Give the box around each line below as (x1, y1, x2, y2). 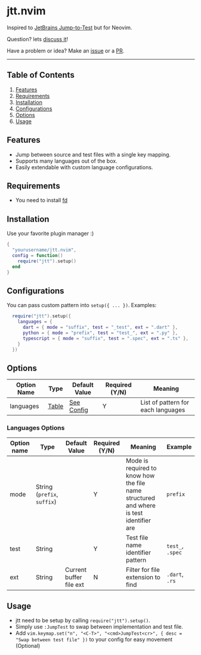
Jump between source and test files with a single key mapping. (15, 151, 171, 158)
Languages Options (7, 424, 65, 432)
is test (125, 509, 143, 518)
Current (65, 566, 87, 574)
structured (125, 494, 156, 503)
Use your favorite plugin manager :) (7, 230, 94, 237)
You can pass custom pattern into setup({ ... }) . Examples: (7, 302, 157, 309)
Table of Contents (7, 70, 75, 80)
